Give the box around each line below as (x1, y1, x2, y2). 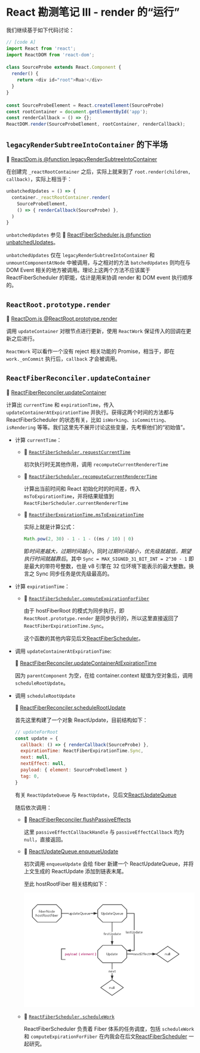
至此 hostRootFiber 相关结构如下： (23, 880, 109, 887)
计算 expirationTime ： (14, 582, 70, 590)
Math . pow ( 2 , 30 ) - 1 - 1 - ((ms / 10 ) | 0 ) (23, 535, 134, 542)
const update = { (14, 735, 59, 742)
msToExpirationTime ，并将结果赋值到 (23, 492, 115, 500)
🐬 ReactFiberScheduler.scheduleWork (23, 1013, 115, 1020)
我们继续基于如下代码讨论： (6, 26, 75, 34)
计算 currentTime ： (14, 436, 62, 443)
